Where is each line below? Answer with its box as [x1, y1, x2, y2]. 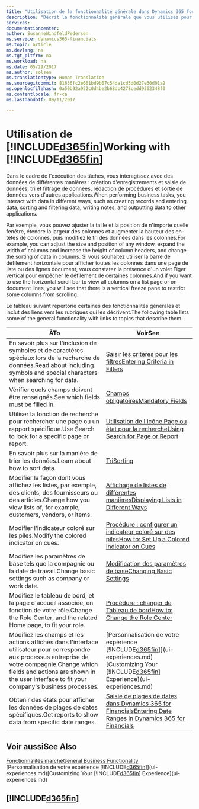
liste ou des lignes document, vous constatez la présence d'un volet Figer [6, 265, 187, 272]
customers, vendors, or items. [9, 511, 92, 519]
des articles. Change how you [9, 496, 91, 504]
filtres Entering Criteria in [105, 357, 174, 365]
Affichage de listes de [105, 481, 167, 489]
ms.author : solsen [6, 69, 52, 75]
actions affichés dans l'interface [9, 638, 99, 646]
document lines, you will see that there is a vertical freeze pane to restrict [6, 284, 185, 291]
